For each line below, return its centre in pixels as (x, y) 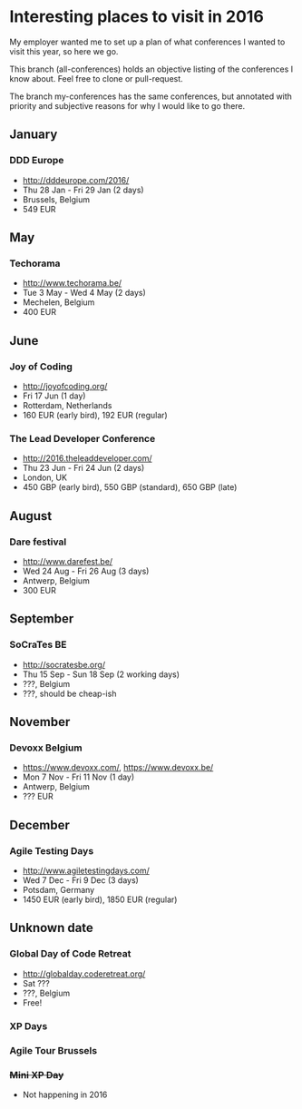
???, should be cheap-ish (69, 693)
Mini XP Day (37, 1075)
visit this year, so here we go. (64, 51)
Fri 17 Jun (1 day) (54, 396)
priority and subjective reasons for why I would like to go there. (127, 105)
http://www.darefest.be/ (68, 561)
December (40, 824)
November (40, 722)
